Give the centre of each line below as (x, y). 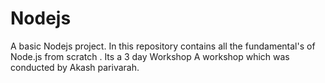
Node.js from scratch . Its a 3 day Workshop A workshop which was (150, 56)
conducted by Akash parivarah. (75, 67)
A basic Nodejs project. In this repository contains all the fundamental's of (163, 46)
